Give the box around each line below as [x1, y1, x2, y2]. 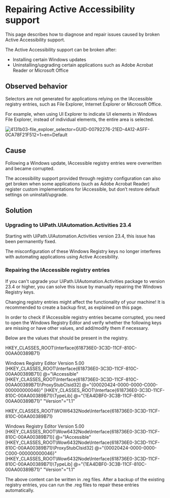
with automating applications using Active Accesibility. [5, 254, 119, 260]
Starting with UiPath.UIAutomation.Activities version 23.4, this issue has [5, 233, 156, 239]
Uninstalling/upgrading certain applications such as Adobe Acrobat [12, 62, 153, 68]
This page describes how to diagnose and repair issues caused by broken [5, 31, 160, 37]
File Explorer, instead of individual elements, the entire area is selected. [5, 116, 154, 122]
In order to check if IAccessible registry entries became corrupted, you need [5, 314, 165, 320]
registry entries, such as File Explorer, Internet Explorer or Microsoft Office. [5, 101, 162, 107]
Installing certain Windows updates [12, 56, 86, 62]
